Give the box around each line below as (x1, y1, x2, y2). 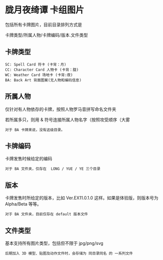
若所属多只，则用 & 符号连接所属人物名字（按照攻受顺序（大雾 (5, 116, 130, 123)
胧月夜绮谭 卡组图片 (5, 4, 84, 16)
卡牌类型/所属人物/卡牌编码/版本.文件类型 (5, 32, 88, 38)
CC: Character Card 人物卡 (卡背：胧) (5, 67, 79, 72)
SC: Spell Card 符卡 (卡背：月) (5, 62, 67, 67)
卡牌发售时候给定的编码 (5, 156, 52, 162)
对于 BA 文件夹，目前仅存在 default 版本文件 (5, 212, 88, 217)
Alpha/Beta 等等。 (5, 201, 41, 207)
